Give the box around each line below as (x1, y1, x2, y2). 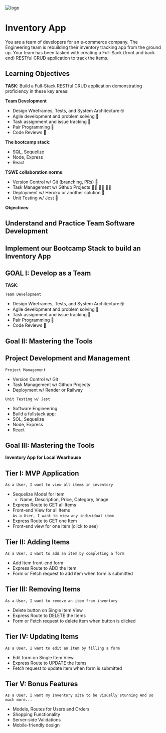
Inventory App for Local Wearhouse (5, 454, 81, 460)
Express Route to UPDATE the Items (12, 660, 87, 666)
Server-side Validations (12, 717, 61, 723)
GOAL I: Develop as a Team (5, 269, 91, 277)
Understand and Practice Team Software (5, 219, 135, 228)
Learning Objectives (5, 69, 70, 78)
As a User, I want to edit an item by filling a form (5, 646, 120, 651)
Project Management (5, 367, 46, 373)
